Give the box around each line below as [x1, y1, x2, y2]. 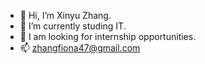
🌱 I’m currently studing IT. [19, 20, 127, 32]
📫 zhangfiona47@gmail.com [19, 42, 141, 54]
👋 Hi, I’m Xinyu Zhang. [19, 10, 112, 21]
